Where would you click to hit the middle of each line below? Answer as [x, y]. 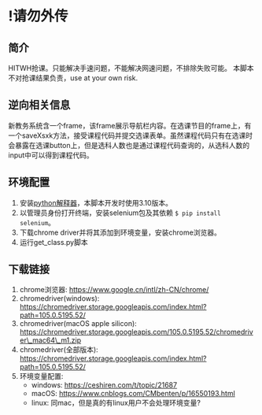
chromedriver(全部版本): [59, 350]
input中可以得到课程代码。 [51, 155]
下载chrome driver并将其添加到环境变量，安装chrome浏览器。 [120, 232]
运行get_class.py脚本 [54, 242]
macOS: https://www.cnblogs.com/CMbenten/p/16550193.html [133, 394]
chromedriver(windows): [59, 298]
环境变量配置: [41, 376]
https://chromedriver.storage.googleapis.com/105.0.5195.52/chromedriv [136, 332]
